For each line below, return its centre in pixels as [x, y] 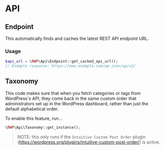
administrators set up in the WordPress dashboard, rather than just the [77, 103]
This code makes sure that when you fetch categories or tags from [73, 93]
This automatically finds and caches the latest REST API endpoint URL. [77, 38]
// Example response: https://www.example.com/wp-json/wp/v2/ [70, 66]
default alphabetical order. [32, 109]
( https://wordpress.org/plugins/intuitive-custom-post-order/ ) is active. [89, 142]
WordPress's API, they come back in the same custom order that [71, 98]
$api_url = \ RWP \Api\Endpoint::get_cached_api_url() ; [62, 61]
